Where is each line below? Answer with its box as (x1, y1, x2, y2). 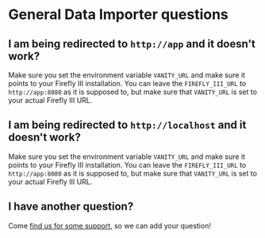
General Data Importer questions (8, 6, 229, 24)
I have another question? (8, 200, 134, 213)
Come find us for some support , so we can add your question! (8, 221, 212, 230)
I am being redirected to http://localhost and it (8, 119, 247, 132)
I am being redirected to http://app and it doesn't (8, 37, 255, 51)
